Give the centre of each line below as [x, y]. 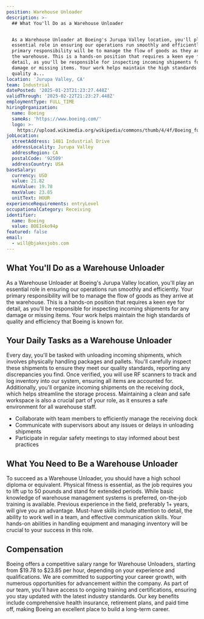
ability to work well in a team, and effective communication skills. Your [94, 517]
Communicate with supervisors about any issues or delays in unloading [104, 425]
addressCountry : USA [38, 164]
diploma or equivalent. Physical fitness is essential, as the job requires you [99, 485]
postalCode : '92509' [38, 158]
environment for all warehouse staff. [52, 407]
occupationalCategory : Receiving [49, 209]
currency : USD [29, 175]
